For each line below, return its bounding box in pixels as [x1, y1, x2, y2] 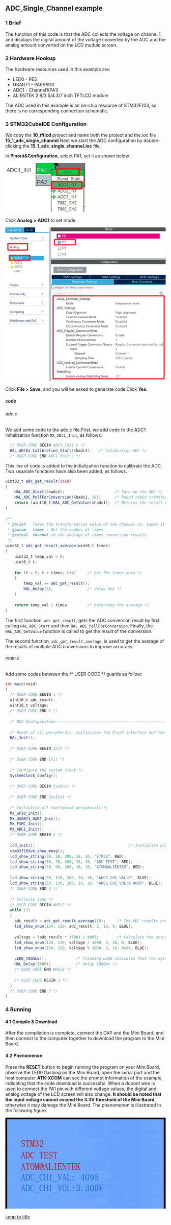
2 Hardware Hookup [5, 55, 56, 62]
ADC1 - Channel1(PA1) [12, 87, 59, 93]
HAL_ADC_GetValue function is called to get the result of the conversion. [5, 628, 153, 634]
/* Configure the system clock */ [10, 767, 83, 773]
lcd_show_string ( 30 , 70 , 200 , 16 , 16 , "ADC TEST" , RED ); [10, 859, 133, 864]
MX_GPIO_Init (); [10, 811, 44, 816]
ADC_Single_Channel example [5, 4, 103, 13]
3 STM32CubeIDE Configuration [5, 120, 87, 127]
